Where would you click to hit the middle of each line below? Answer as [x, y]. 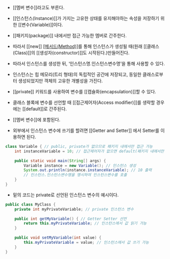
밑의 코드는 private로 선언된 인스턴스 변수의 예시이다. [66, 195]
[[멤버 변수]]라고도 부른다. [39, 7]
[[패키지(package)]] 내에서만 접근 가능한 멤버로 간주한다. [69, 35]
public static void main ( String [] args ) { [60, 161]
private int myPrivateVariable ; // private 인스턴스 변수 [74, 209]
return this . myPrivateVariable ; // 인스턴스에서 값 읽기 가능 [85, 223]
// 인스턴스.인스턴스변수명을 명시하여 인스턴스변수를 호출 [75, 175]
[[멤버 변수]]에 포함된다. [37, 120]
